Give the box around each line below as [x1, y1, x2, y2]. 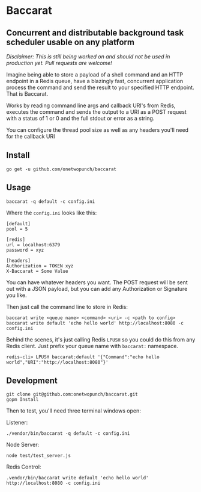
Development [6, 376, 58, 386]
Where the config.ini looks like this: [6, 209, 97, 216]
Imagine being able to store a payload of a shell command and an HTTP [6, 71, 184, 78]
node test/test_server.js [6, 453, 71, 459]
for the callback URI [6, 133, 55, 140]
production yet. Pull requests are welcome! [6, 60, 112, 66]
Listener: [6, 419, 28, 426]
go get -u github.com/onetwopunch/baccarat [6, 166, 117, 172]
